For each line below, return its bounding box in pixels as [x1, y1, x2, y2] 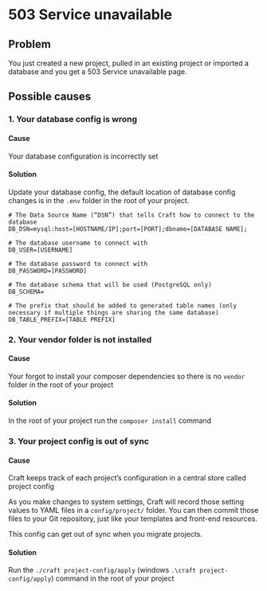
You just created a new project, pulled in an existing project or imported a [8, 58, 249, 68]
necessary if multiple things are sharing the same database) [8, 308, 219, 316]
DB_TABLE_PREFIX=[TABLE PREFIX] [8, 315, 116, 323]
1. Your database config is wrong [8, 114, 138, 125]
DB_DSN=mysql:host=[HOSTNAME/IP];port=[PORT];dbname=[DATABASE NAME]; [8, 225, 248, 233]
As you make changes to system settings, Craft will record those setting [8, 497, 245, 507]
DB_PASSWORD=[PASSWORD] [8, 267, 88, 275]
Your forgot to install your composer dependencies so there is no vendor [8, 371, 245, 381]
